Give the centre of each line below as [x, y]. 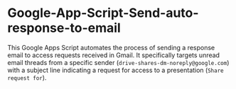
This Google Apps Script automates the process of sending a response [111, 47]
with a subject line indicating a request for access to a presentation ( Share [116, 70]
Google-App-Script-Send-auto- [103, 13]
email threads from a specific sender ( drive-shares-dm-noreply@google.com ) [118, 62]
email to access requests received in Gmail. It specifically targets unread [114, 55]
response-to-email [64, 28]
